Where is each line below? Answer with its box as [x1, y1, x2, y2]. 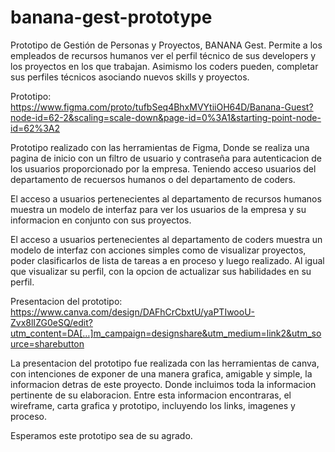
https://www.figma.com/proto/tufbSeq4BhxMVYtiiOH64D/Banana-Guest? [10, 101, 314, 113]
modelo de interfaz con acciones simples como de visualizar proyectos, [10, 244, 307, 256]
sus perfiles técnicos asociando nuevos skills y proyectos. [10, 71, 250, 83]
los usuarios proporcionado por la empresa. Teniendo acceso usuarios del [10, 162, 317, 175]
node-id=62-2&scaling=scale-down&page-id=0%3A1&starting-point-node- [10, 111, 322, 123]
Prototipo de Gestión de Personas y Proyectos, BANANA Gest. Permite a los [10, 39, 323, 51]
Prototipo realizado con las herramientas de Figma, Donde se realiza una [10, 141, 310, 153]
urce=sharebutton [10, 337, 85, 350]
